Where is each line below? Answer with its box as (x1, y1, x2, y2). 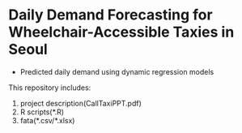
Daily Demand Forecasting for (8, 6, 213, 24)
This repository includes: (8, 83, 91, 92)
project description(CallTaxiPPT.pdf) (19, 98, 142, 108)
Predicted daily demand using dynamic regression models (19, 66, 214, 76)
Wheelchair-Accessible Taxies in (8, 23, 235, 41)
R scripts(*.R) (19, 107, 65, 117)
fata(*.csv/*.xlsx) (19, 115, 75, 125)
